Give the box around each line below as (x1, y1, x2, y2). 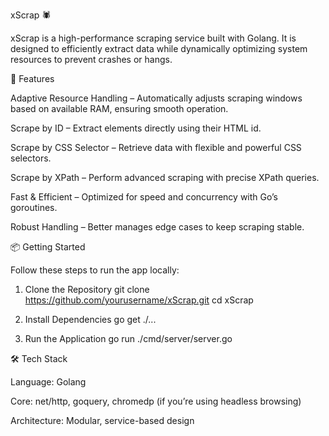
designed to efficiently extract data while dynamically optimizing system (10, 43, 308, 54)
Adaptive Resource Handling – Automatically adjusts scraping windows (10, 92, 303, 104)
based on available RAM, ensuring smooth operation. (10, 103, 229, 114)
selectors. (10, 152, 52, 164)
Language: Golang (10, 376, 87, 388)
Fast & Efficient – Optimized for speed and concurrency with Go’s (10, 191, 278, 203)
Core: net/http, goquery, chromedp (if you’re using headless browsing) (10, 395, 302, 407)
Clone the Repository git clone (24, 284, 150, 295)
